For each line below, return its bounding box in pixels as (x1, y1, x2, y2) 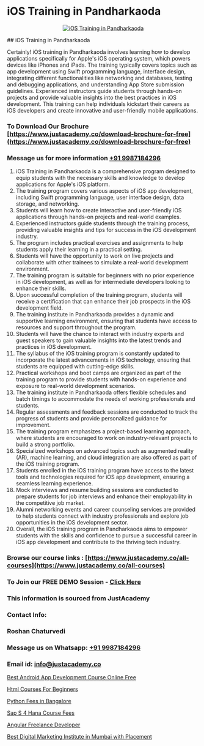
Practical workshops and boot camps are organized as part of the (15, 369, 181, 377)
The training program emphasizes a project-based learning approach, (15, 428, 192, 435)
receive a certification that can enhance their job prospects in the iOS (15, 298, 191, 305)
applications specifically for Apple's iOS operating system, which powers (7, 54, 191, 62)
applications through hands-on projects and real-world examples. (15, 213, 181, 221)
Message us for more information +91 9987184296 (7, 154, 161, 162)
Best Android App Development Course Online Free (7, 673, 137, 681)
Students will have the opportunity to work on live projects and (15, 252, 173, 259)
